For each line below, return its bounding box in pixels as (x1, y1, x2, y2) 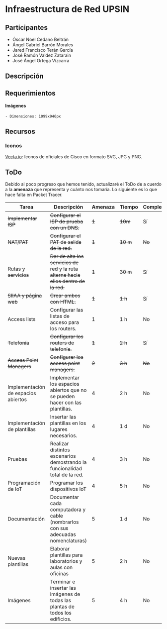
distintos (50, 446, 71, 453)
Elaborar (50, 545, 70, 552)
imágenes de (50, 591, 81, 598)
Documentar (50, 494, 80, 501)
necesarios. (50, 432, 78, 439)
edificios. (50, 616, 72, 623)
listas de (50, 313, 70, 319)
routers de (50, 339, 75, 346)
